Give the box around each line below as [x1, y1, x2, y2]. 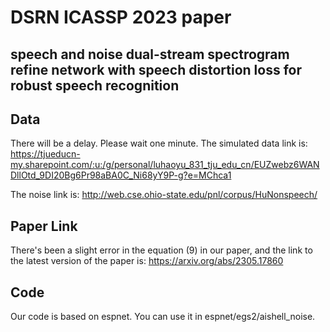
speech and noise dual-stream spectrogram [10, 46, 290, 63]
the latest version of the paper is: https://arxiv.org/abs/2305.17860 [10, 255, 284, 267]
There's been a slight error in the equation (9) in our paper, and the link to [10, 244, 313, 256]
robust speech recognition [10, 77, 180, 94]
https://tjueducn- [10, 148, 81, 160]
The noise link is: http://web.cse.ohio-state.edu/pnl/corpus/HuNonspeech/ [10, 189, 318, 201]
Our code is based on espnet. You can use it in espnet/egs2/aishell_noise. [10, 311, 316, 323]
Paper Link [10, 217, 78, 235]
